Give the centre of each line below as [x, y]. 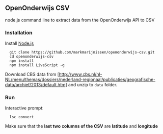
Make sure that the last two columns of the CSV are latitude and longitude [81, 126]
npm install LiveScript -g [37, 65]
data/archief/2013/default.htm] [36, 85]
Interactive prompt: [24, 108]
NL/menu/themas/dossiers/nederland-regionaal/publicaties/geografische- [80, 80]
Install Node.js [20, 43]
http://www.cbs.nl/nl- [80, 74]
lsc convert [22, 117]
